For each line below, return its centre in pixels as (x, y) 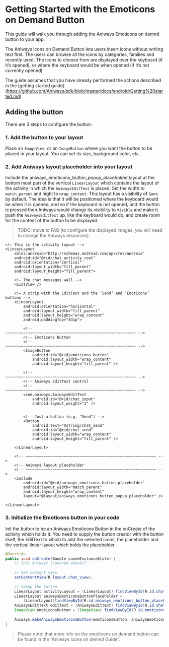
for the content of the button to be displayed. (52, 221)
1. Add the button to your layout (44, 137)
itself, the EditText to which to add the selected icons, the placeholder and (82, 539)
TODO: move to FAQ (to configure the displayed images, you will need (90, 230)
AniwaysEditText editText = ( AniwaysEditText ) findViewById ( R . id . (85, 606)
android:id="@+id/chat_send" (63, 430)
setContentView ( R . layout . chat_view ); (54, 577)
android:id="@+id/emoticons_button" (70, 355)
